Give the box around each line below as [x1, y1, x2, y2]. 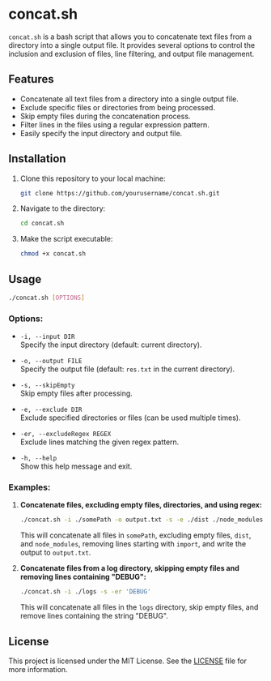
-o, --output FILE [19, 358, 83, 366]
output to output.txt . [19, 548, 91, 558]
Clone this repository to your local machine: [19, 173, 166, 183]
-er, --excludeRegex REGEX [19, 430, 112, 439]
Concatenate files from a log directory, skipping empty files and [19, 563, 240, 573]
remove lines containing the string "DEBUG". [19, 611, 168, 621]
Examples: [8, 482, 51, 493]
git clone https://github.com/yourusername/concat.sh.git [19, 189, 220, 197]
